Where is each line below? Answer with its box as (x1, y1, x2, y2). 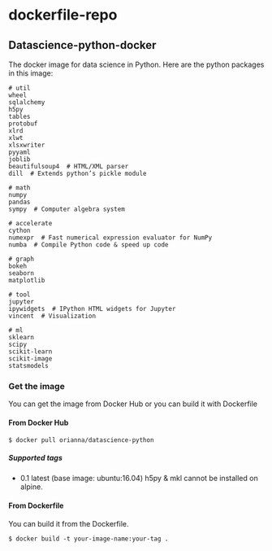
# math (8, 184, 31, 192)
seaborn (8, 269, 35, 278)
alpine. (19, 482, 43, 492)
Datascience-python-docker (8, 38, 157, 52)
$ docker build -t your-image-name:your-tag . (8, 535, 169, 543)
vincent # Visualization (8, 312, 96, 320)
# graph (8, 255, 35, 263)
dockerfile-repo (8, 6, 118, 24)
